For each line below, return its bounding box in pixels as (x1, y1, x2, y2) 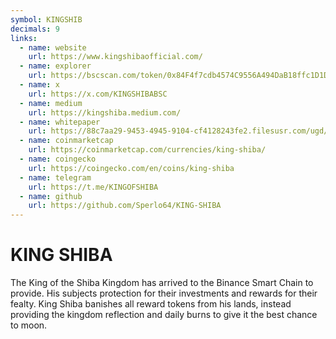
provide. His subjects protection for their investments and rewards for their (10, 287, 318, 300)
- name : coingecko (19, 154, 97, 164)
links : (10, 33, 38, 43)
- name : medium (19, 98, 83, 108)
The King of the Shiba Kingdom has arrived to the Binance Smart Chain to (10, 277, 314, 289)
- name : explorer (19, 61, 92, 71)
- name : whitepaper (19, 117, 101, 127)
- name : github (19, 191, 83, 201)
